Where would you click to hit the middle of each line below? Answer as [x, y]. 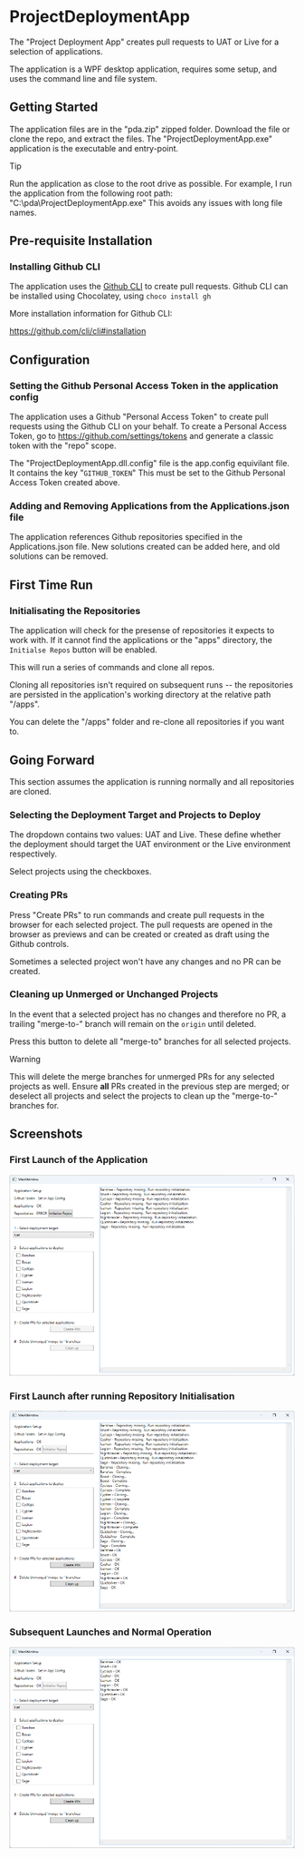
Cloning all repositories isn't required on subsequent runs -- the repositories [152, 685]
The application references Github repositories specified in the [126, 537]
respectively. [33, 854]
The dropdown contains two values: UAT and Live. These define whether [145, 835]
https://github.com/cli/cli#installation [78, 331]
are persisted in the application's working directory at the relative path [140, 695]
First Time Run [51, 585]
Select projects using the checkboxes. [81, 872]
